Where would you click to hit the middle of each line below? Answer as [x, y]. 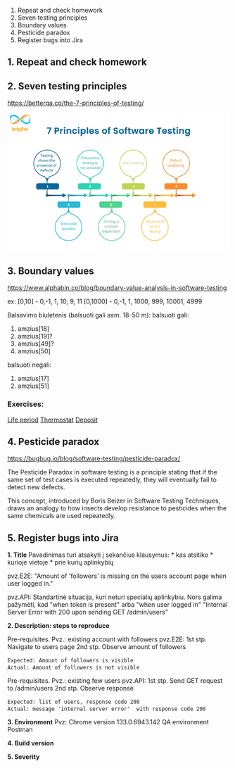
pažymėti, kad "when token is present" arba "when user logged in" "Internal [118, 605]
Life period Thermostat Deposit [53, 420]
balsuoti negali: [29, 365]
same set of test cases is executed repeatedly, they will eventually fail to [112, 480]
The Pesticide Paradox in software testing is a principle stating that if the [113, 472]
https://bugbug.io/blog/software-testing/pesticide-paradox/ [94, 459]
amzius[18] [33, 329]
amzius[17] [33, 379]
